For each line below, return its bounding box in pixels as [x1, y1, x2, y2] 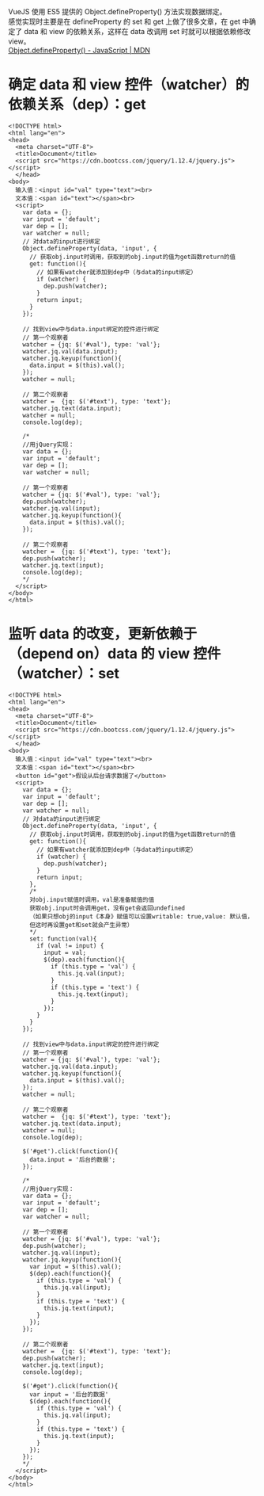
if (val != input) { [36, 941, 104, 949]
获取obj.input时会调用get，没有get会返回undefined [28, 904, 186, 912]
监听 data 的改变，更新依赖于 [8, 625, 198, 643]
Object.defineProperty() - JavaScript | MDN [8, 46, 151, 55]
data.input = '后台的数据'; [28, 1155, 116, 1163]
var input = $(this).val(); [28, 1262, 123, 1270]
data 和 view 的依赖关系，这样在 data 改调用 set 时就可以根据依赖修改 [23, 27, 251, 36]
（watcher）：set [8, 665, 120, 683]
